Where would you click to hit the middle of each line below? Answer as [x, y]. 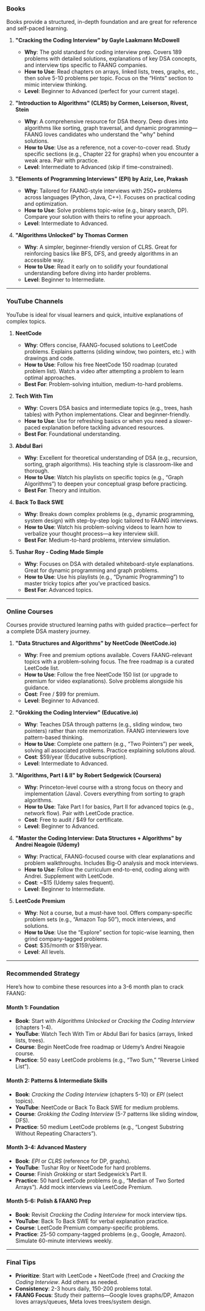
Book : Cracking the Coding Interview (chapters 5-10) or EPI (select [99, 1094]
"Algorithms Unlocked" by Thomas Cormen [71, 235]
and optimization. [46, 204]
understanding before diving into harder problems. [88, 273]
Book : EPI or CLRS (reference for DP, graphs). [73, 1161]
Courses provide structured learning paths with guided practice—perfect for [102, 625]
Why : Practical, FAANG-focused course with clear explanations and [110, 856]
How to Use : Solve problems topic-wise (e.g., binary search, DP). [106, 210]
